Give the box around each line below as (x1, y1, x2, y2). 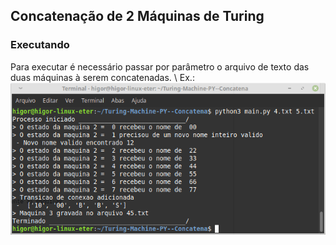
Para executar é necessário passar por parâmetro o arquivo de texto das (10, 60, 310, 73)
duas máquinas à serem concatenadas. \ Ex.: (10, 71, 195, 83)
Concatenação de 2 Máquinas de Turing (10, 8, 265, 25)
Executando (10, 38, 70, 52)
